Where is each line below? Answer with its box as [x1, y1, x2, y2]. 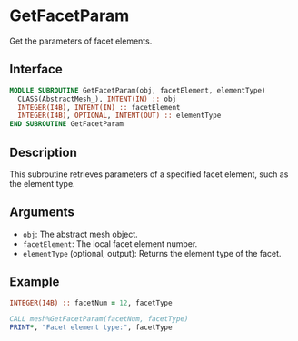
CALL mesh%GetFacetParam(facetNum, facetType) [9, 315, 189, 324]
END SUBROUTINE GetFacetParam [9, 120, 124, 129]
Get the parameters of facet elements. [9, 35, 153, 46]
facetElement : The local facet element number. [22, 238, 198, 249]
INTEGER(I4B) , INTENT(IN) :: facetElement [17, 102, 181, 112]
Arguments [9, 205, 75, 220]
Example [9, 274, 60, 290]
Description [9, 144, 77, 160]
